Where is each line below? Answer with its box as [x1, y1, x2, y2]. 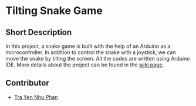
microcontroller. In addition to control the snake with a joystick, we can [5, 49, 177, 56]
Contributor [5, 78, 49, 88]
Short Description [5, 27, 72, 37]
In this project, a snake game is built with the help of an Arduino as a [5, 43, 171, 50]
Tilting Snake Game [5, 4, 103, 17]
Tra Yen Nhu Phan [13, 93, 58, 100]
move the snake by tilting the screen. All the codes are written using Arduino [5, 55, 190, 62]
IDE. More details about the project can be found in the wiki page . [5, 61, 164, 68]
